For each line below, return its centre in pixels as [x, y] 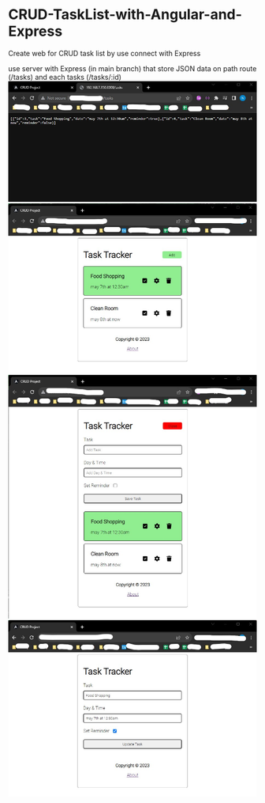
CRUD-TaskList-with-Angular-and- [125, 15]
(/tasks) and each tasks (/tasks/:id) [65, 77]
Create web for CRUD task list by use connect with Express [105, 53]
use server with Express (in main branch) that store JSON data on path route [132, 68]
